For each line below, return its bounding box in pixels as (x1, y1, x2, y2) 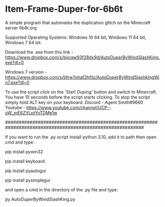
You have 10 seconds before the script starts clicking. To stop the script (5, 94, 150, 100)
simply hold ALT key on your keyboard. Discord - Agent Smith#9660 (5, 99, 143, 105)
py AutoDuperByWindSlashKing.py (5, 196, 76, 202)
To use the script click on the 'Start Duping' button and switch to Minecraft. (5, 89, 157, 95)
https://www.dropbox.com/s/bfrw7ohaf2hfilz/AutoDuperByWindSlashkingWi (5, 74, 160, 80)
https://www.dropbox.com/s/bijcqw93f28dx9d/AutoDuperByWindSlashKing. (5, 54, 160, 60)
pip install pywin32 (5, 149, 43, 155)
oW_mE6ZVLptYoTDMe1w (5, 109, 57, 116)
